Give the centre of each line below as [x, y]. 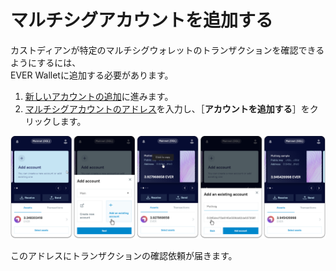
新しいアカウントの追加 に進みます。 [99, 96]
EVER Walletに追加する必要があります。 [92, 75]
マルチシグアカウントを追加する [142, 20]
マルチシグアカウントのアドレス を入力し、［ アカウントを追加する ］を [167, 108]
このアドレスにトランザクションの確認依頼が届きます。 [124, 256]
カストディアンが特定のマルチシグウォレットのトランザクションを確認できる [167, 50]
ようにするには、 [46, 62]
